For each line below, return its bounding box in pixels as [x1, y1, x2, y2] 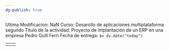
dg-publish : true [5, 7, 42, 13]
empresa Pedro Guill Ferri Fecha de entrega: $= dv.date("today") [5, 32, 143, 38]
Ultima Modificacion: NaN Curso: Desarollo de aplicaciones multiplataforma [5, 21, 164, 28]
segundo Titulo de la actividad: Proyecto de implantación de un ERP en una [5, 27, 163, 33]
